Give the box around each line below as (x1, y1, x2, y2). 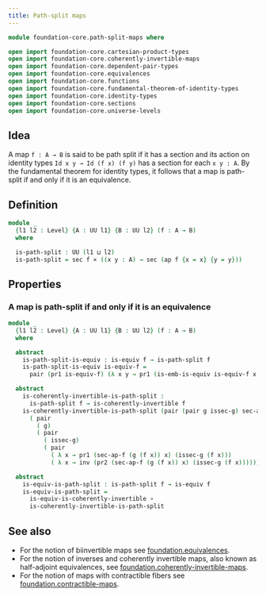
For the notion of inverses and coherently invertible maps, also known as (19, 554, 257, 563)
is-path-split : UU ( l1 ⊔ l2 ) (15, 248, 115, 256)
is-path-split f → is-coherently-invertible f (28, 399, 186, 407)
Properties (8, 277, 62, 290)
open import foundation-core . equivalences (8, 70, 150, 78)
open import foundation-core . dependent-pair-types (8, 63, 179, 71)
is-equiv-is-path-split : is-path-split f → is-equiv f (22, 480, 211, 488)
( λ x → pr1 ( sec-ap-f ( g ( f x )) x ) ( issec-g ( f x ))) (50, 452, 232, 459)
